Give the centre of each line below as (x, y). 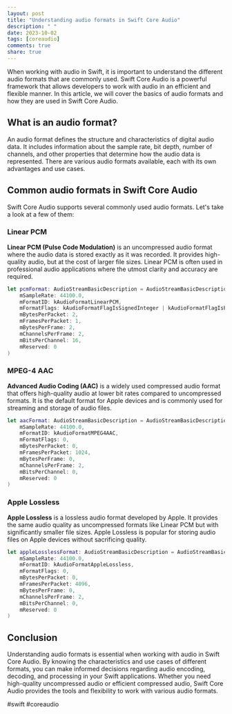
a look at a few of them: (41, 214)
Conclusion (32, 638)
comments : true (29, 46)
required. (20, 276)
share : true (24, 52)
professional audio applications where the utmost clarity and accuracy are (113, 269)
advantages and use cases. (46, 168)
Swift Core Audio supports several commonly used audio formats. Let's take (116, 207)
